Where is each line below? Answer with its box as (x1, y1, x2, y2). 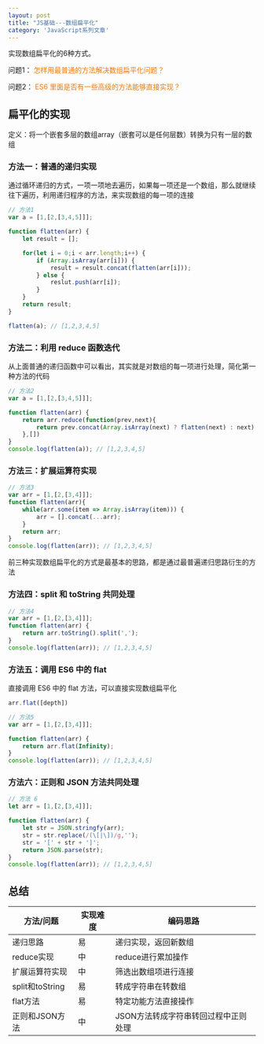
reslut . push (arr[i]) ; (49, 279, 122, 287)
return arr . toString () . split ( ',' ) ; (22, 629, 139, 638)
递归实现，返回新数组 (115, 937, 194, 948)
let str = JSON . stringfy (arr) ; (22, 824, 125, 832)
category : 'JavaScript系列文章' (8, 26, 110, 34)
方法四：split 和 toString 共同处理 (8, 589, 135, 600)
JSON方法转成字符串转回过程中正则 (115, 1011, 247, 1022)
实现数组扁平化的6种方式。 (8, 49, 96, 58)
